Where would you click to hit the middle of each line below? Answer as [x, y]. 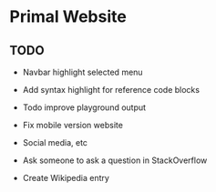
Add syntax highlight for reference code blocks [111, 90]
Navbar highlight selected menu [82, 72]
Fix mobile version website [72, 125]
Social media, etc [55, 142]
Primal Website [68, 17]
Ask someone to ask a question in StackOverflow [115, 160]
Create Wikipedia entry [66, 178]
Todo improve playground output [84, 107]
